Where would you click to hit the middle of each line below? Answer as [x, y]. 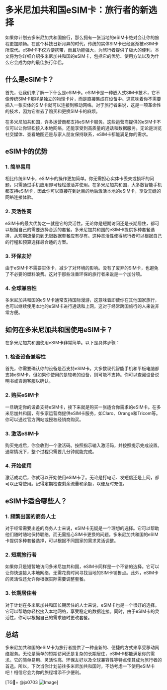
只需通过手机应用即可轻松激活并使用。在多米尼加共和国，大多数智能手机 [88, 185]
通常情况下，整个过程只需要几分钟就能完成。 [51, 452]
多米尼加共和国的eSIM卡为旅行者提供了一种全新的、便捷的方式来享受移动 [80, 648]
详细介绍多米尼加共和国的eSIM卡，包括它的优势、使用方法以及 [86, 56]
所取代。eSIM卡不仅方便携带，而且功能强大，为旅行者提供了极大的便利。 [80, 50]
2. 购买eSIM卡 [22, 395]
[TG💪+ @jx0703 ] [32, 683]
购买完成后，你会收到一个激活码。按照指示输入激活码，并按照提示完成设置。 [83, 445]
